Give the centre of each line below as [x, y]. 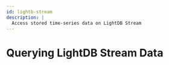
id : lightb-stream [29, 12]
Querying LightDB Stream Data [85, 53]
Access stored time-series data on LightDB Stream [77, 23]
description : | [25, 17]
